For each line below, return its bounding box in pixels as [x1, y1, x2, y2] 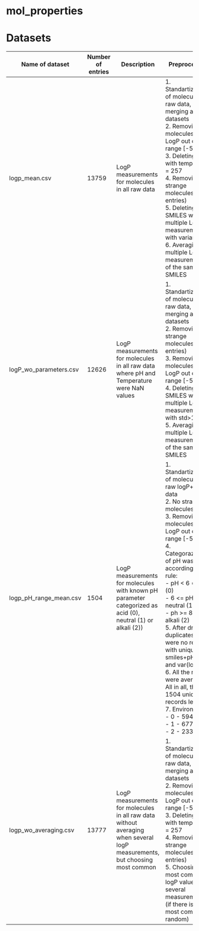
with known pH [116, 586, 158, 595]
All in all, [165, 683, 188, 691]
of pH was [165, 557, 194, 565]
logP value [165, 878, 195, 886]
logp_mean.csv [9, 174, 52, 182]
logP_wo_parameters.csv [9, 366, 79, 374]
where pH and [116, 369, 156, 377]
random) [165, 915, 190, 923]
